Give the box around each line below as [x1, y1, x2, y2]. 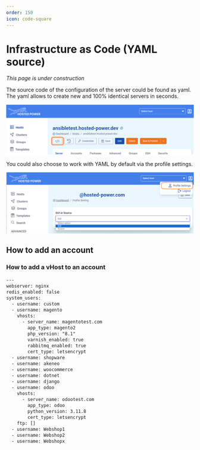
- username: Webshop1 [11, 427, 65, 433]
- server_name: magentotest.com [21, 319, 102, 325]
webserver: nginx [6, 283, 49, 289]
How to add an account [6, 245, 93, 255]
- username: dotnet [11, 373, 60, 379]
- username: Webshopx [11, 439, 65, 445]
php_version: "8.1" [27, 331, 76, 337]
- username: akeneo [11, 361, 60, 367]
